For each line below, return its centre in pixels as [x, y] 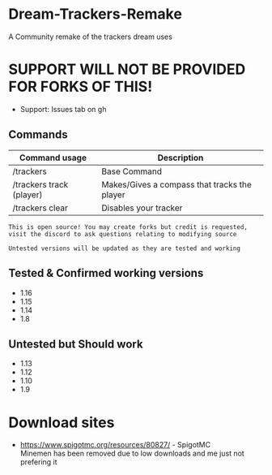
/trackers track [40, 184]
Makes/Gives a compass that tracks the [177, 184]
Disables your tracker [142, 208]
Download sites [62, 422]
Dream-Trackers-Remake [95, 14]
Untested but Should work [76, 344]
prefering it [39, 462]
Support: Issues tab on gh [63, 109]
